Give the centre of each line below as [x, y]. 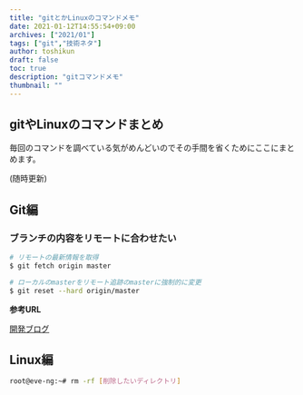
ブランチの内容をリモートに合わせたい [93, 238]
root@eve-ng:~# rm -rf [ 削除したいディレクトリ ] [95, 381]
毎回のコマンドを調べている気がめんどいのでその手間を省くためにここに [144, 148]
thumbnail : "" [36, 85]
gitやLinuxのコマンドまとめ [87, 125]
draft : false [34, 60]
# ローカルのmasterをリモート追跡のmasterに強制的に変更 [106, 282]
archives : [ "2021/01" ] [52, 35]
